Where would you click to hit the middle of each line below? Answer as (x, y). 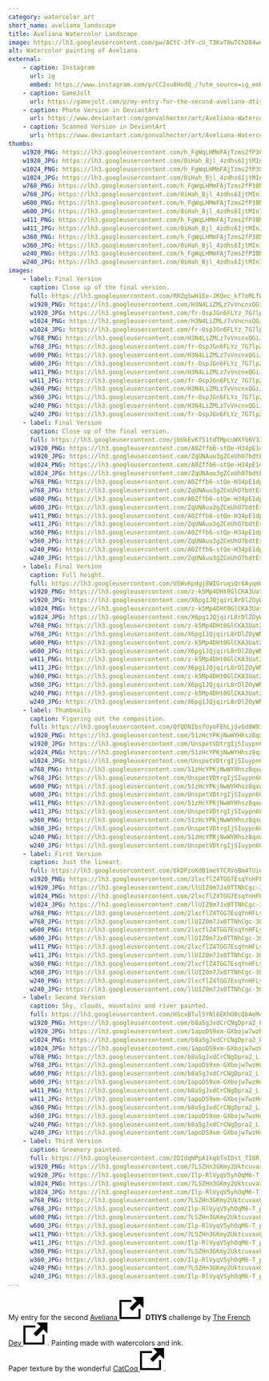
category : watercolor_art (51, 17)
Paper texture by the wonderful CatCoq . (87, 1368)
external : (25, 59)
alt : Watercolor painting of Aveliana (73, 51)
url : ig (42, 76)
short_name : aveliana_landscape (62, 25)
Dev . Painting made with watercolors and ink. (96, 1343)
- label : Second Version (64, 998)
